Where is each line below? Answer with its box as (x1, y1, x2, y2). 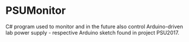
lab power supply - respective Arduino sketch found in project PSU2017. (5, 29, 180, 36)
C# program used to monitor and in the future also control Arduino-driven (5, 23, 183, 30)
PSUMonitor (5, 4, 66, 17)
